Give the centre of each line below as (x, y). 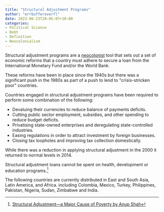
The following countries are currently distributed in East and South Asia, (77, 180)
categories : (17, 23)
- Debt (12, 32)
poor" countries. (21, 85)
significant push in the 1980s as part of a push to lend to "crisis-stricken (78, 80)
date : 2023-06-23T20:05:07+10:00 (39, 19)
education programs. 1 (27, 170)
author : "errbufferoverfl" (32, 14)
